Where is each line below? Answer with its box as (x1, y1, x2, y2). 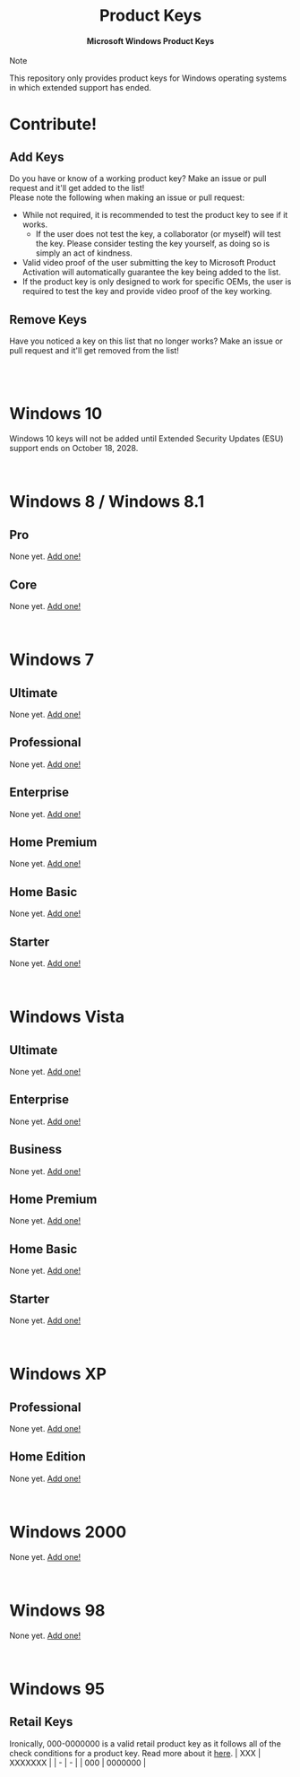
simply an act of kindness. (35, 248, 133, 258)
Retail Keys (9, 1714, 73, 1729)
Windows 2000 (9, 1522, 127, 1543)
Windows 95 (9, 1678, 106, 1699)
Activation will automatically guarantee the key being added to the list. (21, 266, 281, 278)
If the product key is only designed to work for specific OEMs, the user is (21, 276, 292, 287)
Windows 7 (9, 649, 94, 670)
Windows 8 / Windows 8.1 (9, 492, 205, 512)
